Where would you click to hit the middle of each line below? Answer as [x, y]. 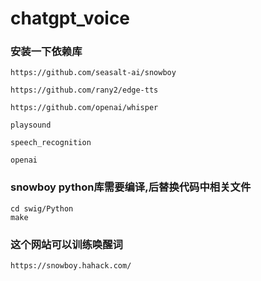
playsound [31, 125]
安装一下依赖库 [46, 52]
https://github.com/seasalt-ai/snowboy [93, 73]
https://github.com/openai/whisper [84, 108]
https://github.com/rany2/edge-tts [84, 90]
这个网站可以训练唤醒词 [66, 244]
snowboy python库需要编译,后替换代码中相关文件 [131, 187]
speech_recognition [51, 143]
